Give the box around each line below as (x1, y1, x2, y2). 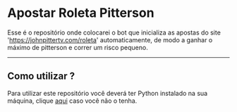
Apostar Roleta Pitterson (7, 5, 154, 21)
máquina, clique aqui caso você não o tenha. (7, 97, 138, 105)
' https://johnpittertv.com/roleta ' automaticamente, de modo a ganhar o (7, 35, 213, 44)
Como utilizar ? (7, 70, 75, 82)
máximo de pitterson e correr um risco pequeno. (7, 43, 148, 51)
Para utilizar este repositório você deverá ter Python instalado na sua (7, 89, 208, 97)
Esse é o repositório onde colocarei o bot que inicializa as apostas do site (7, 28, 221, 37)
